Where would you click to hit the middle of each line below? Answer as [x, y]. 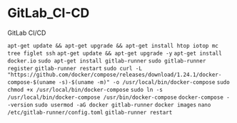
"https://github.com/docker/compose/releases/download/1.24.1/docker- [115, 75]
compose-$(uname [31, 82]
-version [20, 105]
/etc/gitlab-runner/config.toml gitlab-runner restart [90, 112]
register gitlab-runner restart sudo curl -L [75, 68]
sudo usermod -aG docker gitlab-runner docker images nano [123, 105]
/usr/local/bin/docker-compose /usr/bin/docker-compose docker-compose [115, 97]
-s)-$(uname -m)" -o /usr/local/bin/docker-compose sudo [144, 82]
